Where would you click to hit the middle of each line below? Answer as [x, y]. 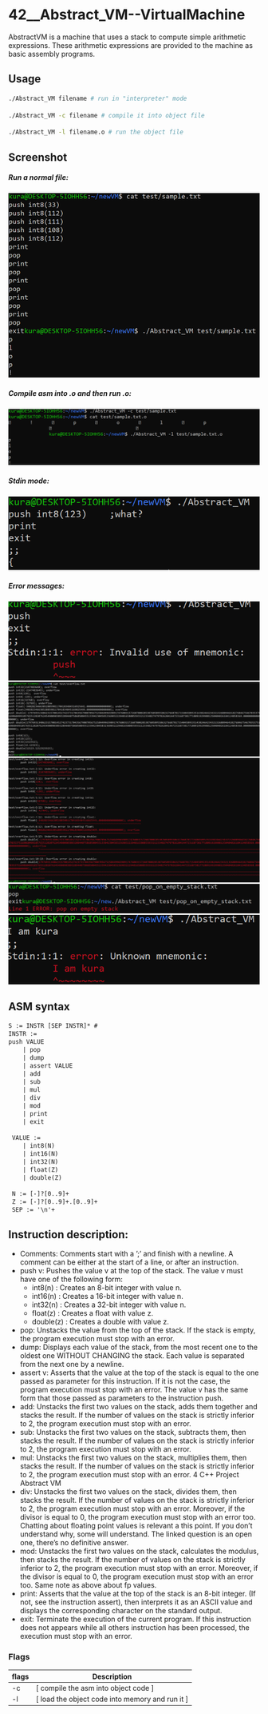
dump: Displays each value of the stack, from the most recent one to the [139, 1347]
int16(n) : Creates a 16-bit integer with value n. [107, 1296]
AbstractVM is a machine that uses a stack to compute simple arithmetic [127, 37]
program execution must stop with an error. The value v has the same [134, 1390]
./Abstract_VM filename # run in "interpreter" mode [98, 98]
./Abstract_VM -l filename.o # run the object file [96, 132]
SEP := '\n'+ [33, 1210]
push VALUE [26, 1042]
